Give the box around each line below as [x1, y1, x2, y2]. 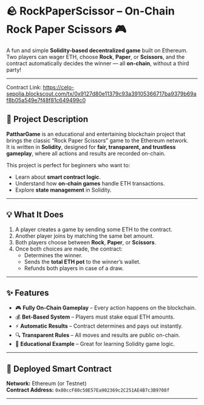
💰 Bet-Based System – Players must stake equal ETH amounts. [15, 313, 175, 320]
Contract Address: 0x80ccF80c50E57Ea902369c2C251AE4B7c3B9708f [6, 386, 170, 393]
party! [6, 66, 21, 73]
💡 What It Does [6, 210, 64, 220]
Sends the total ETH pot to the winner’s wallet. [24, 258, 141, 265]
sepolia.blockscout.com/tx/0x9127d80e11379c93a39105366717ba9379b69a [6, 90, 197, 97]
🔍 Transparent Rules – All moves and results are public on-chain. [15, 331, 180, 339]
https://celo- [42, 83, 75, 91]
